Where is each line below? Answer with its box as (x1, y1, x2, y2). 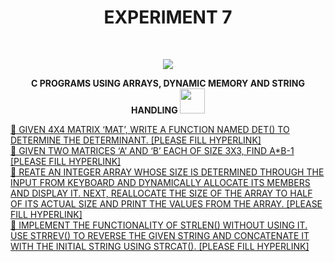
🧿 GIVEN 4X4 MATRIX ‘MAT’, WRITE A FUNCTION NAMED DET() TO (10, 123, 290, 135)
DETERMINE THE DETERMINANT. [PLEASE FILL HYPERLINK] (10, 134, 262, 146)
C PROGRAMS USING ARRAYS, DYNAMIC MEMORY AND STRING (31, 77, 305, 89)
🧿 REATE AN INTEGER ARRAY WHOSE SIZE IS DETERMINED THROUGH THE (10, 166, 325, 178)
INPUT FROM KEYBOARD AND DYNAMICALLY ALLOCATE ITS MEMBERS (10, 176, 311, 188)
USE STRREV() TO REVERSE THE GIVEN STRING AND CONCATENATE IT (10, 229, 310, 241)
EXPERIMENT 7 (103, 6, 233, 29)
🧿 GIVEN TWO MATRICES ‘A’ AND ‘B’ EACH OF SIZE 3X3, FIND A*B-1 (10, 144, 295, 156)
